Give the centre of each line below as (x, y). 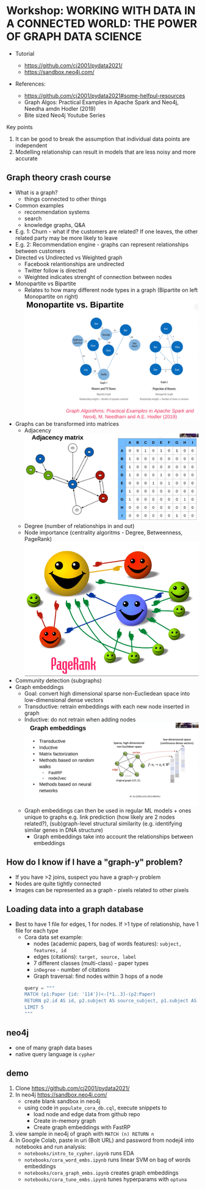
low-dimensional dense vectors (64, 700)
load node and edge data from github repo (87, 1114)
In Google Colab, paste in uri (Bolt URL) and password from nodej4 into (104, 1140)
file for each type (37, 930)
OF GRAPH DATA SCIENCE (74, 37)
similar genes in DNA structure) (64, 830)
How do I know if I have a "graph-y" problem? (95, 863)
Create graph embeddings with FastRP (82, 1127)
